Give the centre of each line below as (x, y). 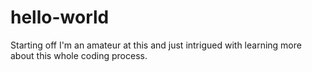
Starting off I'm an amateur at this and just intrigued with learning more (156, 45)
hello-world (60, 17)
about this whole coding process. (79, 55)
